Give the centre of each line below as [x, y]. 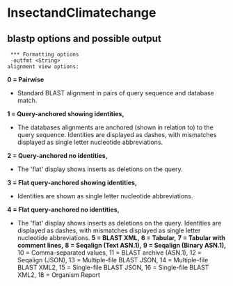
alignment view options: [43, 67]
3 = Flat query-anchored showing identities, [72, 183]
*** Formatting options [45, 54]
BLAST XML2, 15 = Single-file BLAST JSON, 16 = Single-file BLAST [113, 267]
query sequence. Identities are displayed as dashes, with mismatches [117, 135]
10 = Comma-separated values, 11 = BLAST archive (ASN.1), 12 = [109, 253]
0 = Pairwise [26, 79]
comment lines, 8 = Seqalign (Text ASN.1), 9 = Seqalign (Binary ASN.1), [122, 245]
